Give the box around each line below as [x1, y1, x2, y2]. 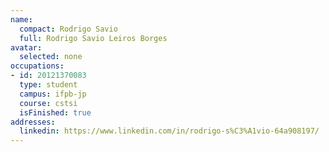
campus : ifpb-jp [19, 89, 87, 99]
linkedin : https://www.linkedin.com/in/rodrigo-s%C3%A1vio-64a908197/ [19, 126, 320, 136]
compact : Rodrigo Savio [19, 24, 118, 34]
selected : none [19, 52, 83, 62]
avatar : [10, 42, 43, 53]
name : [10, 14, 33, 25]
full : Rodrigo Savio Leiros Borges [19, 33, 168, 43]
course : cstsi [19, 98, 78, 108]
